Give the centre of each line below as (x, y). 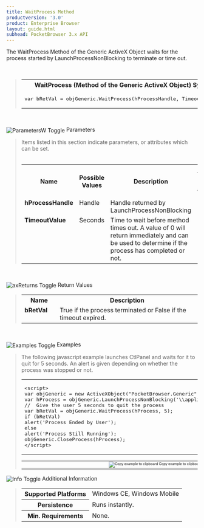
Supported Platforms (55, 494)
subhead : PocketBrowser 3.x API (47, 35)
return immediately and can (149, 235)
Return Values (75, 285)
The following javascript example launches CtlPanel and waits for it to (108, 357)
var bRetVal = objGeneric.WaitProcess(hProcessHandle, (101, 99)
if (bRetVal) (42, 417)
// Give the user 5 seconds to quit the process (94, 406)
